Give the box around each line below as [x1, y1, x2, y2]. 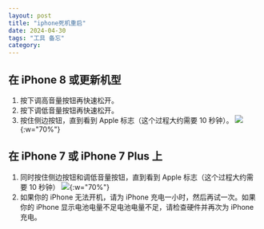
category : [8, 41, 42, 49]
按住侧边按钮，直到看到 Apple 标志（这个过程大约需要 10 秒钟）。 [19, 115, 234, 124]
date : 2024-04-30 [8, 26, 66, 34]
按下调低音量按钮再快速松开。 [19, 105, 118, 115]
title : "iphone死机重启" [8, 19, 86, 27]
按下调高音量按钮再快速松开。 [19, 95, 118, 105]
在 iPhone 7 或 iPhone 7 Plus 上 [8, 149, 163, 164]
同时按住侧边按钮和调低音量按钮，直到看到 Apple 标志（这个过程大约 [19, 172, 247, 182]
